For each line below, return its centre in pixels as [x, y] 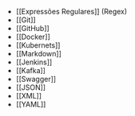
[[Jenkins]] [34, 62]
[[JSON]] [31, 87]
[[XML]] [29, 96]
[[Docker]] [33, 37]
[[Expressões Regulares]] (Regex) [71, 12]
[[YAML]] [31, 104]
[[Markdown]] [39, 54]
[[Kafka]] [31, 70]
